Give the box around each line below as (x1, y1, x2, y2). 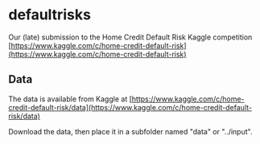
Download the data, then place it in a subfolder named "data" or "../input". (8, 126, 253, 136)
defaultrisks (8, 6, 91, 24)
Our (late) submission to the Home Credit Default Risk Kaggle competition (8, 32, 253, 42)
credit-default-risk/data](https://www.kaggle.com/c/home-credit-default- (8, 102, 252, 112)
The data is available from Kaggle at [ (8, 94, 133, 104)
